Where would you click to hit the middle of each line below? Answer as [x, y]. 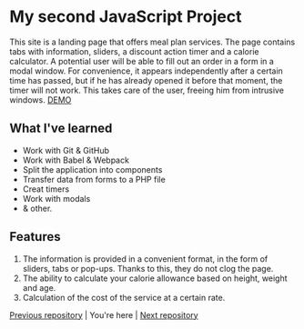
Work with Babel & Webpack [76, 160]
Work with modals [56, 198]
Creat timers [46, 189]
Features [35, 237]
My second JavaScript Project [126, 17]
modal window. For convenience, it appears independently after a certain [147, 71]
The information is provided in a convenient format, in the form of [145, 259]
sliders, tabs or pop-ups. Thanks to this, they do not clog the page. [148, 268]
